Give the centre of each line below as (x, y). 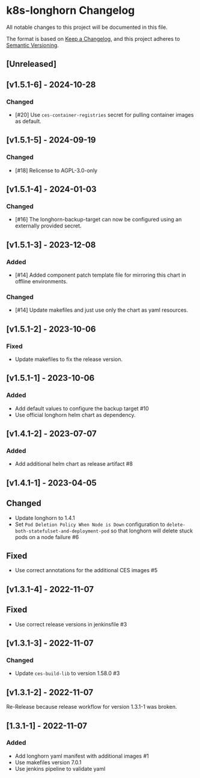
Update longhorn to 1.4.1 (45, 517)
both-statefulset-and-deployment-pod (62, 531)
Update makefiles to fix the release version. (69, 359)
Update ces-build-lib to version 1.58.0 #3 (67, 673)
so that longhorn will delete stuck (152, 531)
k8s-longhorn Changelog (71, 11)
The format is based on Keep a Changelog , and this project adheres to (93, 39)
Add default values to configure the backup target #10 (82, 408)
